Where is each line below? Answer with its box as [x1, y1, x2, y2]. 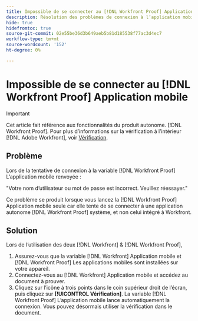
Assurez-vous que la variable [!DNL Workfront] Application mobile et [14, 252, 181, 260]
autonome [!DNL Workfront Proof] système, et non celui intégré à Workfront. [6, 208, 192, 216]
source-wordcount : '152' [6, 42, 67, 48]
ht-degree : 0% [6, 47, 41, 53]
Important [6, 110, 30, 117]
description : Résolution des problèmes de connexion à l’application [6, 14, 181, 20]
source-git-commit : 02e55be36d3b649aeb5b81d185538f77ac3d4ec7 [6, 31, 162, 37]
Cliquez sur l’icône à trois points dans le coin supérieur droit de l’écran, [14, 284, 187, 291]
